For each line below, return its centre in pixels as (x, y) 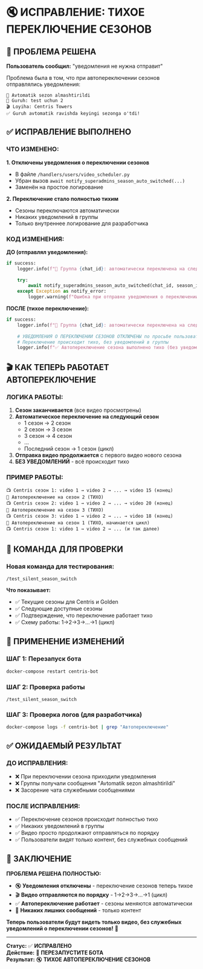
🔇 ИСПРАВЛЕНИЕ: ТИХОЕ (76, 12)
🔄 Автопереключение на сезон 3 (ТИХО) (55, 510)
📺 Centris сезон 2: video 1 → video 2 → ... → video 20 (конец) (90, 503)
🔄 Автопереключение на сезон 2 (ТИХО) (55, 497)
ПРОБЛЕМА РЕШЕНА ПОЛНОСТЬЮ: (54, 873)
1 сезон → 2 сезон (47, 423)
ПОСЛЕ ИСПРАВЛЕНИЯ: (43, 806)
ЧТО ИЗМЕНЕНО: (33, 149)
